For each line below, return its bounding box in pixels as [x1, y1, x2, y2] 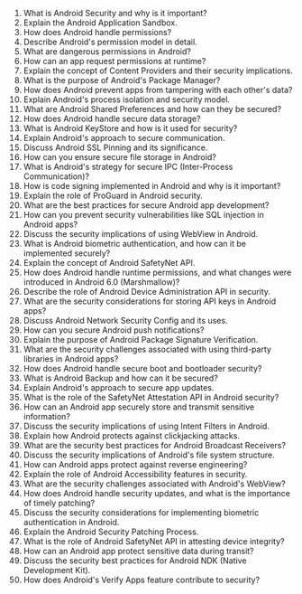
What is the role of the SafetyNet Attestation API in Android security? [23, 392, 279, 402]
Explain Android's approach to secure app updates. [23, 382, 215, 392]
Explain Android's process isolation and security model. [23, 94, 231, 105]
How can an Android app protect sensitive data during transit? [23, 546, 255, 556]
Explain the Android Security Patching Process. [23, 526, 199, 537]
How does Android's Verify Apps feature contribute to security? [23, 574, 261, 585]
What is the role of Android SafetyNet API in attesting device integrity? [23, 536, 285, 546]
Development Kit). [23, 565, 91, 575]
